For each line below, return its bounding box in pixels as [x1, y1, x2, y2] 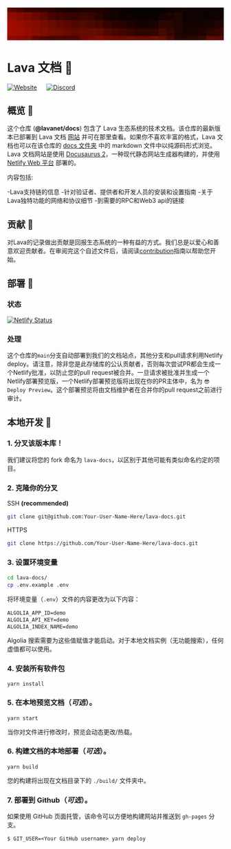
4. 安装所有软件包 [7, 663, 65, 673]
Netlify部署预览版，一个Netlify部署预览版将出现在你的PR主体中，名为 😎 [7, 377, 210, 385]
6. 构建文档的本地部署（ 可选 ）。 [7, 746, 111, 756]
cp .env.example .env [7, 582, 69, 589]
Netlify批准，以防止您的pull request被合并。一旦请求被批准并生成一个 [12, 369, 210, 377]
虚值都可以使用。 [7, 645, 56, 653]
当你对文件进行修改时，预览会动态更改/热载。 [7, 727, 136, 736]
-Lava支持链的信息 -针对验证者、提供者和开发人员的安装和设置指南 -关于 [7, 188, 213, 196]
